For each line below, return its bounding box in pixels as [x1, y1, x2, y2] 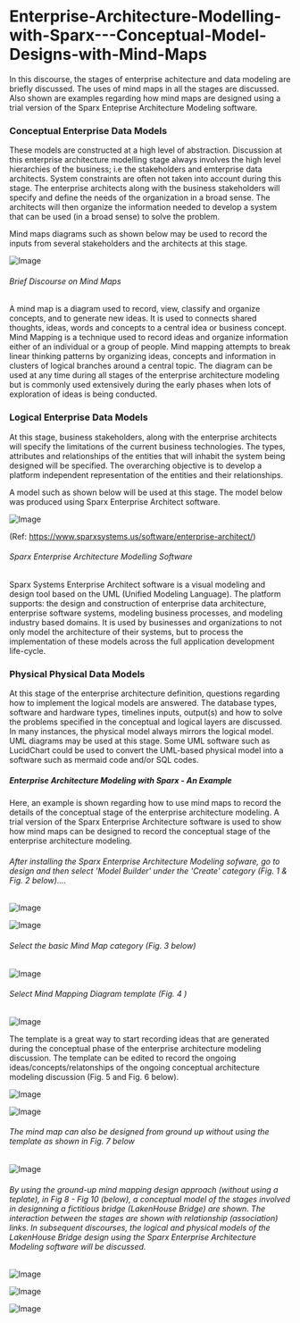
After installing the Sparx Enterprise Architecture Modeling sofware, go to [9, 856, 280, 867]
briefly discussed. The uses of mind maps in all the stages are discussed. [9, 83, 279, 94]
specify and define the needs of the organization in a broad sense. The [9, 192, 271, 203]
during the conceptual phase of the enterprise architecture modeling [9, 1042, 262, 1053]
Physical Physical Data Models [9, 667, 146, 680]
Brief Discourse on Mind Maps [9, 275, 122, 287]
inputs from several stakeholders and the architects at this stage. [9, 239, 248, 249]
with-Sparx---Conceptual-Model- [9, 25, 267, 46]
